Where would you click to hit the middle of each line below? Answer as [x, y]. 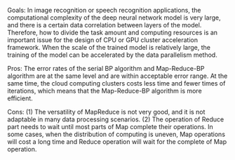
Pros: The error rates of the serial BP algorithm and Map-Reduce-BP [106, 68]
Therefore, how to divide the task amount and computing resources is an [113, 32]
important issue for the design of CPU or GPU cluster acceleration [103, 40]
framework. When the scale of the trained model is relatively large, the [109, 47]
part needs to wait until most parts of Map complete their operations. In [110, 127]
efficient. [20, 98]
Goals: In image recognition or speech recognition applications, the [104, 10]
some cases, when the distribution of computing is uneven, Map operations [116, 134]
